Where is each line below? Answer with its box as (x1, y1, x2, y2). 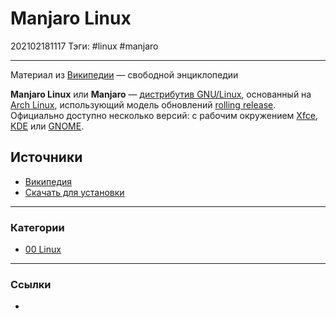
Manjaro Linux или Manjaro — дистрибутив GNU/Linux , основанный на (10, 88, 312, 100)
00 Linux (24, 243, 62, 256)
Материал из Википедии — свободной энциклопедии (10, 68, 239, 81)
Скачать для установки (24, 186, 125, 198)
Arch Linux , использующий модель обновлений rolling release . (10, 98, 277, 111)
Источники (10, 149, 83, 166)
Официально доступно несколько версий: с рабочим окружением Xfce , (10, 109, 318, 121)
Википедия (24, 175, 73, 187)
